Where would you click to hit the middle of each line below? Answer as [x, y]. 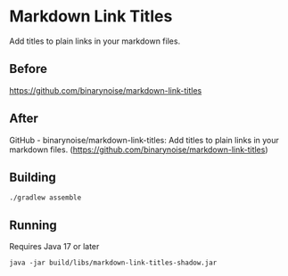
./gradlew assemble [45, 198]
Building [33, 177]
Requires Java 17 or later [54, 247]
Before [28, 69]
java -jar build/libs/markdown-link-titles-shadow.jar [113, 263]
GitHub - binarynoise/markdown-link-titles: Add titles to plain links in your [144, 140]
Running [33, 225]
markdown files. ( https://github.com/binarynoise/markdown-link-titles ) [139, 150]
